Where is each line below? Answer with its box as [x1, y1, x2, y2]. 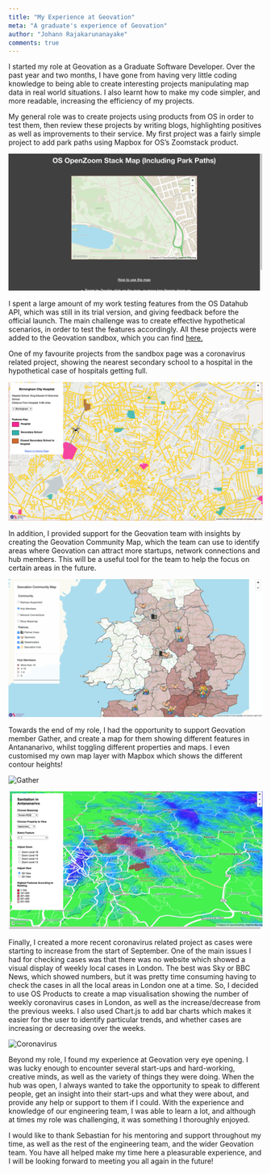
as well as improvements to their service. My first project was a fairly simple [8, 129, 261, 139]
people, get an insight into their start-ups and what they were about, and [8, 1088, 249, 1099]
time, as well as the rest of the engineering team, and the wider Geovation [8, 1138, 254, 1148]
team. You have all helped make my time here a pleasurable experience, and [8, 1147, 262, 1157]
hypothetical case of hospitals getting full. [8, 365, 148, 375]
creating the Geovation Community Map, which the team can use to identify [8, 537, 260, 547]
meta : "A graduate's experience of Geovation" [8, 21, 168, 30]
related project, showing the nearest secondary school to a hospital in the [8, 357, 253, 367]
